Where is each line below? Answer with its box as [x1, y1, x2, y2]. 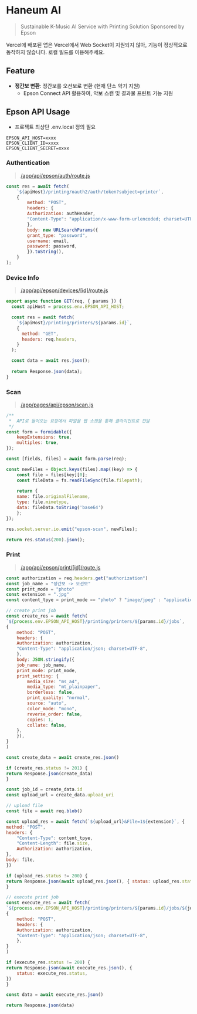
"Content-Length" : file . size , [16, 840, 91, 846]
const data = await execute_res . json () [6, 992, 104, 998]
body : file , [6, 857, 35, 863]
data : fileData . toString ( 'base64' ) [16, 505, 104, 511]
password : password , [27, 243, 77, 249]
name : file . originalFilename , [16, 494, 91, 500]
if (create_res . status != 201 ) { [6, 765, 88, 771]
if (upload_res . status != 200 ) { [6, 873, 88, 879]
